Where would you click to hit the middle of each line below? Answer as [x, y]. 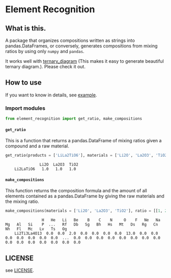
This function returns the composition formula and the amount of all [76, 191]
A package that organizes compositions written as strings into [70, 40]
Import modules [25, 108]
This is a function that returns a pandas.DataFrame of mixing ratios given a [83, 141]
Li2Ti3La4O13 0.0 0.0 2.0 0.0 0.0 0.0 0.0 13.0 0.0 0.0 [86, 234]
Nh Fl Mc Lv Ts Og [36, 229]
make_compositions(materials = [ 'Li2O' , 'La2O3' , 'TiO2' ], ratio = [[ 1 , [84, 211]
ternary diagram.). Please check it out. [45, 67]
